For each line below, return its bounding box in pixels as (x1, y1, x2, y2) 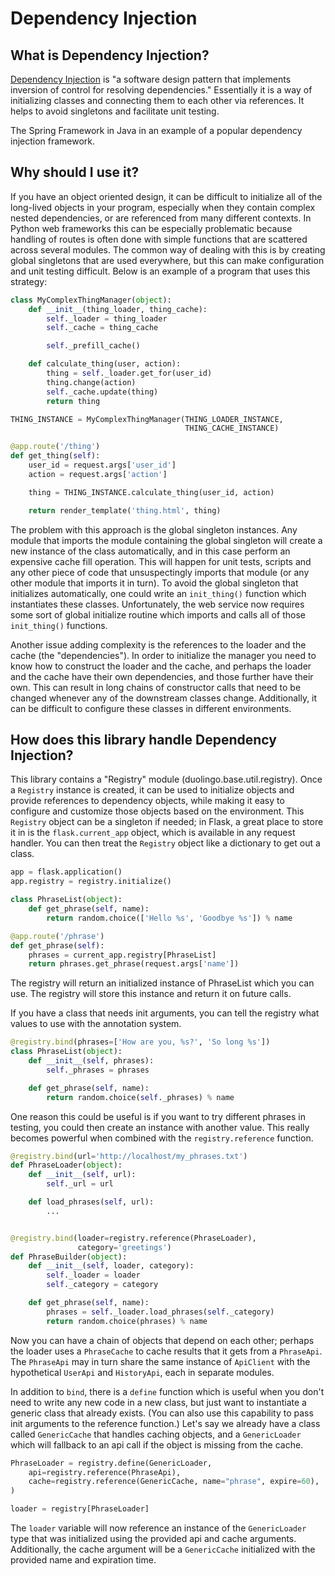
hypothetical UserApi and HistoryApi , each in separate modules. (10, 1366, 275, 1378)
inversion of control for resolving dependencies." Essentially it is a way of (10, 84, 313, 96)
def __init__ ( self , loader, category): (28, 1261, 195, 1271)
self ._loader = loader (46, 1270, 141, 1281)
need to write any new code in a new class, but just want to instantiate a (10, 1396, 307, 1408)
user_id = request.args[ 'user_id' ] (28, 460, 177, 471)
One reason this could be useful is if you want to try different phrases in (10, 1110, 306, 1122)
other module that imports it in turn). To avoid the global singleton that (10, 577, 299, 589)
